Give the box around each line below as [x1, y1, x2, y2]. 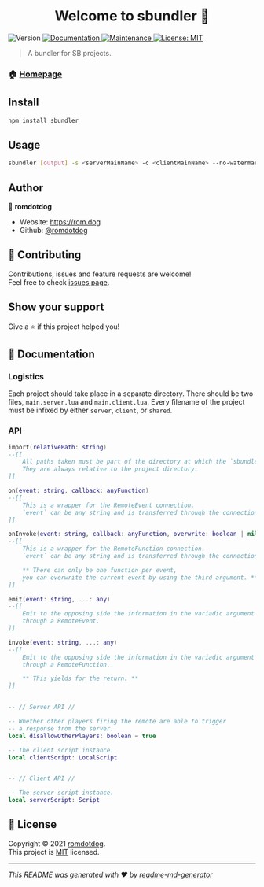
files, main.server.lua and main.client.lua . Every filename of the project [8, 397, 245, 407]
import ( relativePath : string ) [8, 443, 108, 451]
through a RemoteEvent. [22, 617, 101, 625]
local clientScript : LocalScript [8, 753, 118, 762]
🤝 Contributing [8, 248, 82, 262]
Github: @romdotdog [19, 226, 88, 235]
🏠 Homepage [8, 68, 63, 79]
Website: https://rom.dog [19, 217, 101, 227]
